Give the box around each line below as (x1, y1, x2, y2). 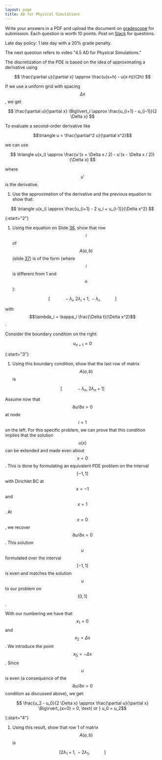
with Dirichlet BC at (5, 478, 44, 484)
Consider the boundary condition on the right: (5, 331, 98, 337)
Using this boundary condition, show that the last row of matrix (12, 361, 140, 367)
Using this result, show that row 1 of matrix (12, 725, 99, 731)
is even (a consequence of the (5, 676, 67, 681)
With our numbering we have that (5, 610, 73, 616)
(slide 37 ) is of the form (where (12, 255, 75, 261)
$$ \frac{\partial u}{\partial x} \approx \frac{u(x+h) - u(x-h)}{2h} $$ (14, 74, 151, 80)
